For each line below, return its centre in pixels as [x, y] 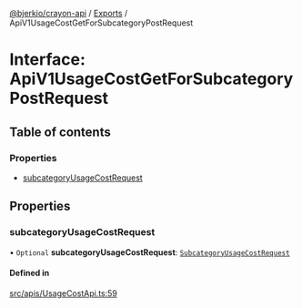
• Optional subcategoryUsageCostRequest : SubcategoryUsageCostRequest [150, 252]
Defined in [30, 273]
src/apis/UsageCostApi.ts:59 [64, 293]
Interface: [48, 60]
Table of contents [60, 132]
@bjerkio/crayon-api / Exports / [69, 13]
